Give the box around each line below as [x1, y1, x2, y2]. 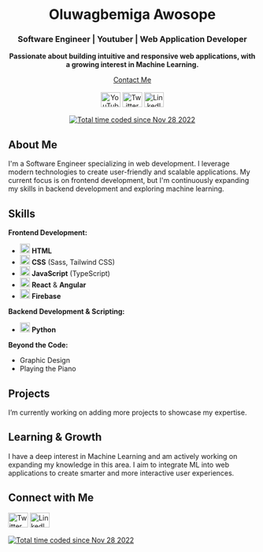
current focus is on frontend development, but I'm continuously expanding [8, 176, 250, 185]
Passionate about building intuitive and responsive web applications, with [9, 51, 256, 61]
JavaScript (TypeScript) [31, 269, 110, 278]
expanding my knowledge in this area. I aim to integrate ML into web [8, 460, 230, 469]
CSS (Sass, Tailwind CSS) [31, 258, 116, 267]
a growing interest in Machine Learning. [65, 60, 199, 69]
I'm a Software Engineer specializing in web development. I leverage [8, 159, 230, 169]
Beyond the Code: [8, 341, 69, 350]
